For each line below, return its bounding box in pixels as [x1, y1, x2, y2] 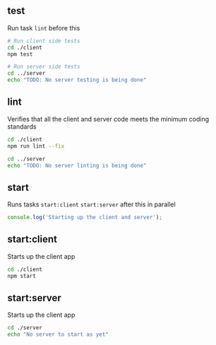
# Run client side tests [7, 37, 80, 45]
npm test [7, 50, 33, 58]
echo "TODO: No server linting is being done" [7, 162, 147, 169]
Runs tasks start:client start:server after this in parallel [7, 200, 176, 209]
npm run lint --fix [7, 142, 65, 150]
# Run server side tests [7, 63, 80, 71]
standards [7, 122, 37, 131]
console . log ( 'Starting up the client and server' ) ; [7, 214, 162, 221]
